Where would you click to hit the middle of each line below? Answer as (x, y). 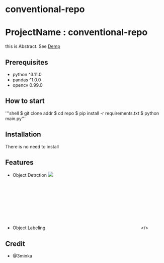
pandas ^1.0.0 (27, 80)
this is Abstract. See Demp (33, 46)
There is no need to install (32, 146)
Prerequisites (27, 62)
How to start (25, 101)
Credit (15, 244)
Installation (23, 135)
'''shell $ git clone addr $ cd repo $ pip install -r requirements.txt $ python (82, 113)
